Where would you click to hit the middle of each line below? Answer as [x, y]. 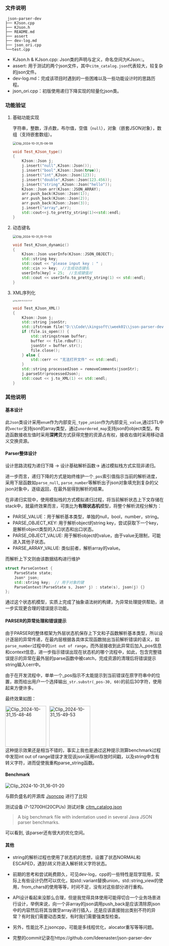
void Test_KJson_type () [37, 152]
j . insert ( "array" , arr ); [47, 208]
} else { [31, 355]
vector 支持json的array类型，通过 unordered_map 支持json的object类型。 [82, 428]
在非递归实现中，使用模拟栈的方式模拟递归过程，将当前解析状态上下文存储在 [84, 500]
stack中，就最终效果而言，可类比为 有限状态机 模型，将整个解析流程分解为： [83, 506]
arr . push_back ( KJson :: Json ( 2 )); [56, 198]
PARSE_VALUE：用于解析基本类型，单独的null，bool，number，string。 [87, 517]
